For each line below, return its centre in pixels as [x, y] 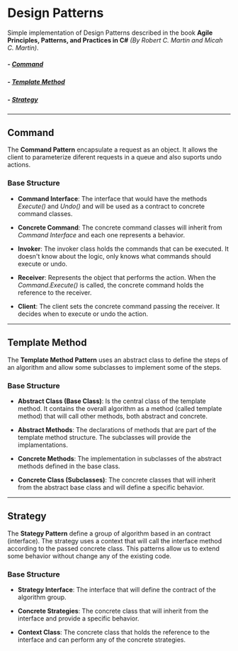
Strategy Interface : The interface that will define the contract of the [117, 589]
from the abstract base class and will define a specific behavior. [111, 487]
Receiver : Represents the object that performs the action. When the [117, 277]
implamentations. [43, 445]
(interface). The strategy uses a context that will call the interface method [115, 540]
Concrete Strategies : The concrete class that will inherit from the [113, 611]
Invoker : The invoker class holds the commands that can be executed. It [123, 249]
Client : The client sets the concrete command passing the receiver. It [119, 306]
